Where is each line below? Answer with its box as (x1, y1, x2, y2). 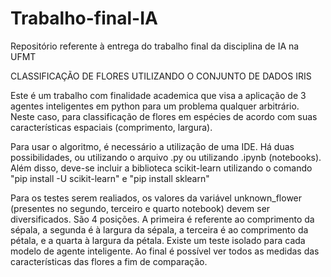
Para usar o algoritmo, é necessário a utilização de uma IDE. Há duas (10, 140, 295, 152)
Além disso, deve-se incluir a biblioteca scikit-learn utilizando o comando (10, 162, 313, 174)
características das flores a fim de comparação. (10, 255, 208, 267)
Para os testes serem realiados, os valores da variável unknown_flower (10, 192, 303, 204)
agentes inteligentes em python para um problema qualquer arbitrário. (10, 100, 300, 112)
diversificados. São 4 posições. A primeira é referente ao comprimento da (10, 213, 315, 225)
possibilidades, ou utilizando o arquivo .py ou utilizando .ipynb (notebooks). (10, 151, 322, 163)
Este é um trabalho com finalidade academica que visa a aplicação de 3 (10, 89, 307, 101)
